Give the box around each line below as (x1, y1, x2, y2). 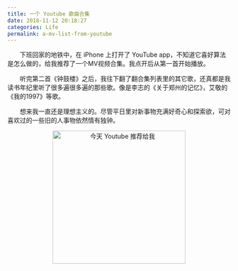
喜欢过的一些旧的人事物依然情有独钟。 (7, 116, 119, 125)
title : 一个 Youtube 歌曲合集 (7, 10, 90, 18)
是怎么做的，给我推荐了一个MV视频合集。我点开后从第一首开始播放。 (7, 60, 210, 68)
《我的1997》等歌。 (7, 92, 65, 101)
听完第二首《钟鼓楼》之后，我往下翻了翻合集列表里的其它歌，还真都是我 (19, 74, 231, 83)
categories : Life (7, 23, 59, 31)
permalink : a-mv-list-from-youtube (7, 30, 113, 38)
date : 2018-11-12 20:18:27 (7, 17, 87, 24)
